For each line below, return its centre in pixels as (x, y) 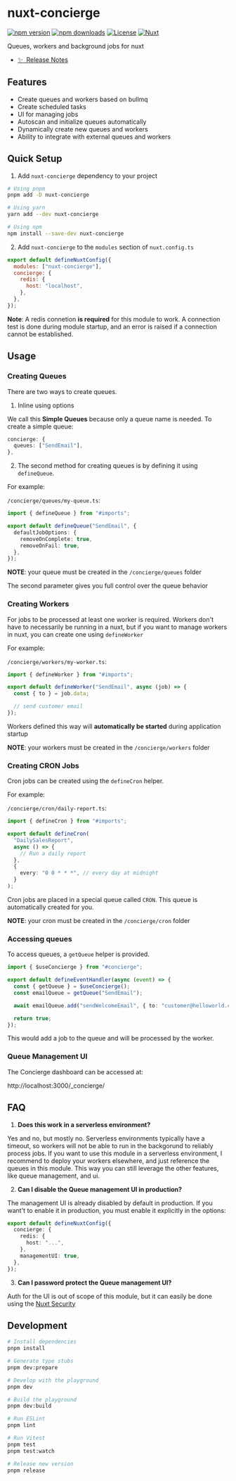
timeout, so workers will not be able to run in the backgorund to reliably (110, 1145)
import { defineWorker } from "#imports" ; (70, 674)
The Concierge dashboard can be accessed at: (76, 1072)
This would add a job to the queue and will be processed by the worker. (111, 1038)
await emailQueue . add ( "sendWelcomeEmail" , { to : (86, 1005)
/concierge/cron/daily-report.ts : (57, 808)
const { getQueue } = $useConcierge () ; (72, 986)
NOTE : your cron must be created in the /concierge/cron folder (99, 920)
